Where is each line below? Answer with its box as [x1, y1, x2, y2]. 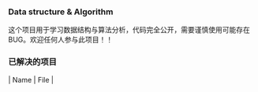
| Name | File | [8, 75, 54, 84]
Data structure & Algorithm [8, 6, 114, 17]
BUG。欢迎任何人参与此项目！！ [8, 35, 114, 45]
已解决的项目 [8, 57, 58, 68]
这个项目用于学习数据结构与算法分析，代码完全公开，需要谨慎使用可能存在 [8, 25, 250, 35]
